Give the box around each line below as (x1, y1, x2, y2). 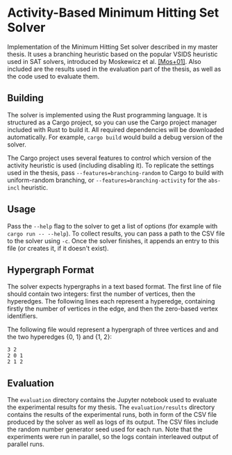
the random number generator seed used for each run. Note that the (7, 425, 203, 433)
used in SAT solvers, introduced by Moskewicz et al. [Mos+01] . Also (7, 57, 201, 65)
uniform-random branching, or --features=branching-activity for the (7, 176, 207, 184)
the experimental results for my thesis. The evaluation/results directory (7, 403, 215, 411)
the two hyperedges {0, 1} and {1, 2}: (7, 333, 113, 341)
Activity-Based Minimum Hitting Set (7, 5, 219, 21)
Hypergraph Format (7, 264, 94, 276)
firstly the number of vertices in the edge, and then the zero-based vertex (7, 304, 219, 313)
